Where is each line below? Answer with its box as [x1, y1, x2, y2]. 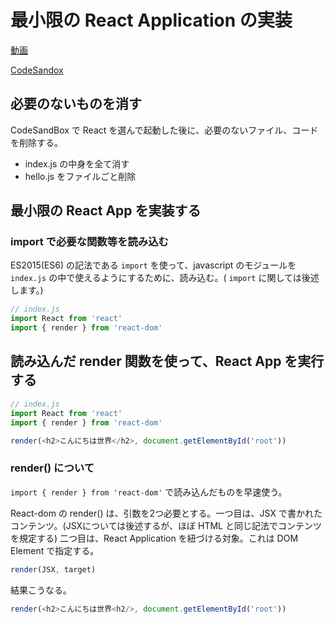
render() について [10, 461, 95, 475]
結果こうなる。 [10, 584, 72, 596]
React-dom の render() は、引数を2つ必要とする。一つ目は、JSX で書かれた [10, 507, 323, 519]
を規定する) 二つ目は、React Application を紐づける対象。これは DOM [10, 532, 299, 544]
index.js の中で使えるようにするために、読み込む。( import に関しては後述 [10, 272, 320, 284]
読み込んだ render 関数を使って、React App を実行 [10, 353, 325, 370]
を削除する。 [10, 136, 63, 148]
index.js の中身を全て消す [24, 157, 130, 170]
